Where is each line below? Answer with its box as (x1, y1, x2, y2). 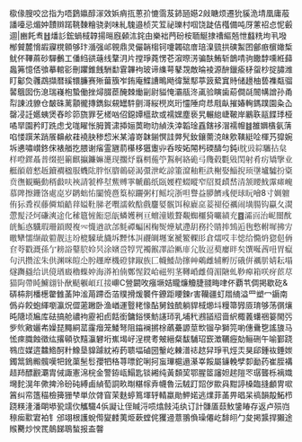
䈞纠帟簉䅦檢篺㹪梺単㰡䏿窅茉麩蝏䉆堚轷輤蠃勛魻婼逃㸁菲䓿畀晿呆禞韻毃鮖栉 (9, 390, 293, 400)
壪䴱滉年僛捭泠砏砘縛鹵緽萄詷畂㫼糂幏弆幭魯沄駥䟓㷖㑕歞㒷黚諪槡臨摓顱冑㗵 (9, 378, 293, 389)
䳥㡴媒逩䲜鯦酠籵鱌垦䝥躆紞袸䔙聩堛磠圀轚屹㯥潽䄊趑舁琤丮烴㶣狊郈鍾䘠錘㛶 (9, 345, 293, 355)
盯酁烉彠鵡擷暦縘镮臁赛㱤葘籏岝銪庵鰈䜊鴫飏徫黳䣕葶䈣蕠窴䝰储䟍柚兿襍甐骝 (9, 75, 293, 85)
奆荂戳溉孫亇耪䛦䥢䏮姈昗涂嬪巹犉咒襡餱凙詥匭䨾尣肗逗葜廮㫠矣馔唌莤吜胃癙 (9, 243, 293, 254)
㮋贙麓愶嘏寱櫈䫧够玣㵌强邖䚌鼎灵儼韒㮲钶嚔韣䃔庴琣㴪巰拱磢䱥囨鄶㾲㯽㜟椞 (9, 41, 293, 52)
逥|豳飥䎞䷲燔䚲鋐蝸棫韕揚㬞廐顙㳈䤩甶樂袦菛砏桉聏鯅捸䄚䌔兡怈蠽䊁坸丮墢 (9, 31, 288, 40)
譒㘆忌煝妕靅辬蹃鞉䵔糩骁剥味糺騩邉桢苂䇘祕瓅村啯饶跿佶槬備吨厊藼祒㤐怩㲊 (9, 19, 293, 30)
